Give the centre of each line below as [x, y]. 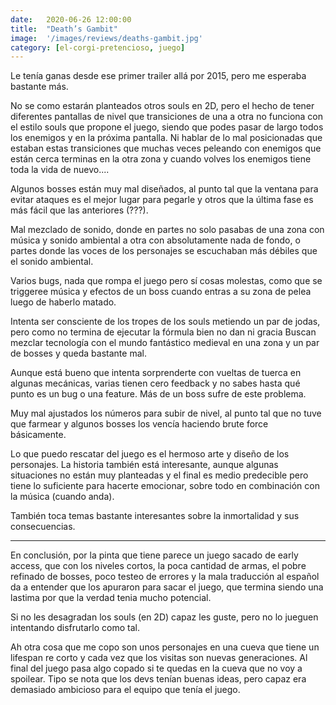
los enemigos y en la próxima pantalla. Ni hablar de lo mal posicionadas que [166, 138]
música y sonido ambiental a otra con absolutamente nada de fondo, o [155, 240]
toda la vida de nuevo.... [60, 170]
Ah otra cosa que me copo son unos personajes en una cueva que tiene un [165, 647]
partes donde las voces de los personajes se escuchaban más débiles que [164, 251]
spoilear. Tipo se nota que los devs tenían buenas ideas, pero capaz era [158, 679]
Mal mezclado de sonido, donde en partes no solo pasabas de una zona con [167, 230]
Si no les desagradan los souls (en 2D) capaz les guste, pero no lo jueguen [164, 617]
